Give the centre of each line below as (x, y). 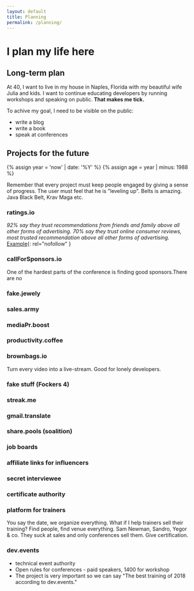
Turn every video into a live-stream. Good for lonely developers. (84, 369)
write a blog (30, 122)
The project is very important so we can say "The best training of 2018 (100, 576)
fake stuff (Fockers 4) (38, 384)
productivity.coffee (35, 341)
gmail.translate (29, 416)
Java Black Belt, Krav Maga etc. (45, 198)
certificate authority (36, 494)
